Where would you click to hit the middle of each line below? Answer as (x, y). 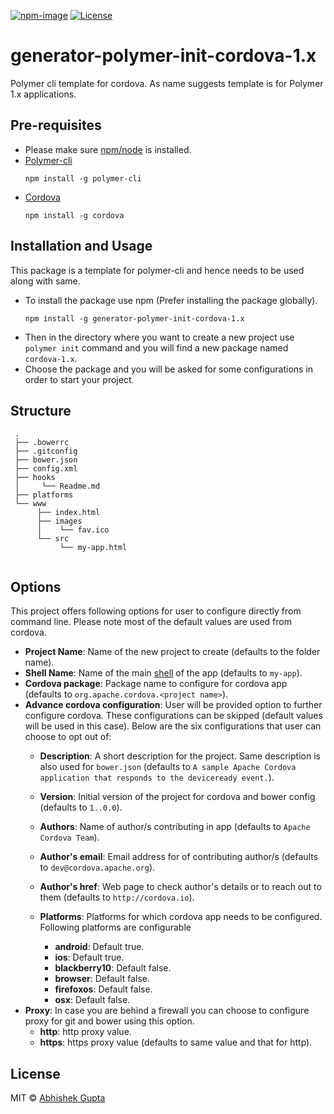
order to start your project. (79, 379)
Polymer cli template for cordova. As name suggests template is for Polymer (167, 83)
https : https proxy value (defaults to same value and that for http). (176, 1042)
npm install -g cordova (74, 215)
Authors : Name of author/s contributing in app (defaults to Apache (175, 827)
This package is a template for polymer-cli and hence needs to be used (157, 270)
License (35, 1073)
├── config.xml (46, 469)
